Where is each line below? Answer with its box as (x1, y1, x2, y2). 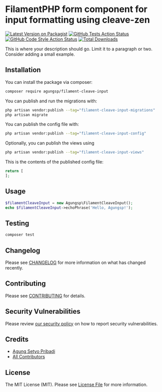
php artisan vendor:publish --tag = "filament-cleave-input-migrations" (5, 107, 155, 112)
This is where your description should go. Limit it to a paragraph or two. (5, 46, 152, 52)
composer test (5, 232, 35, 237)
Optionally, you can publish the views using (5, 140, 94, 146)
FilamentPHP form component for (5, 4, 147, 15)
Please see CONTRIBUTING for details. (5, 293, 86, 299)
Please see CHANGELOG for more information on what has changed (5, 259, 146, 266)
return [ (5, 169, 23, 174)
